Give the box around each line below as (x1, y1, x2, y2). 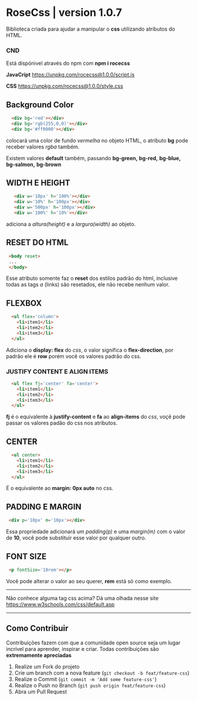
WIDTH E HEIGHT (6, 178, 70, 188)
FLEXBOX (6, 298, 42, 308)
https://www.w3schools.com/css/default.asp (6, 601, 115, 608)
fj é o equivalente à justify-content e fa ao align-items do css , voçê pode (6, 413, 186, 421)
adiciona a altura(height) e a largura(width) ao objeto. (6, 220, 136, 227)
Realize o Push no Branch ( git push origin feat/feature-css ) (14, 682, 166, 689)
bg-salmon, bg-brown (6, 161, 62, 168)
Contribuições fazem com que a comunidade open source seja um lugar (6, 639, 181, 646)
